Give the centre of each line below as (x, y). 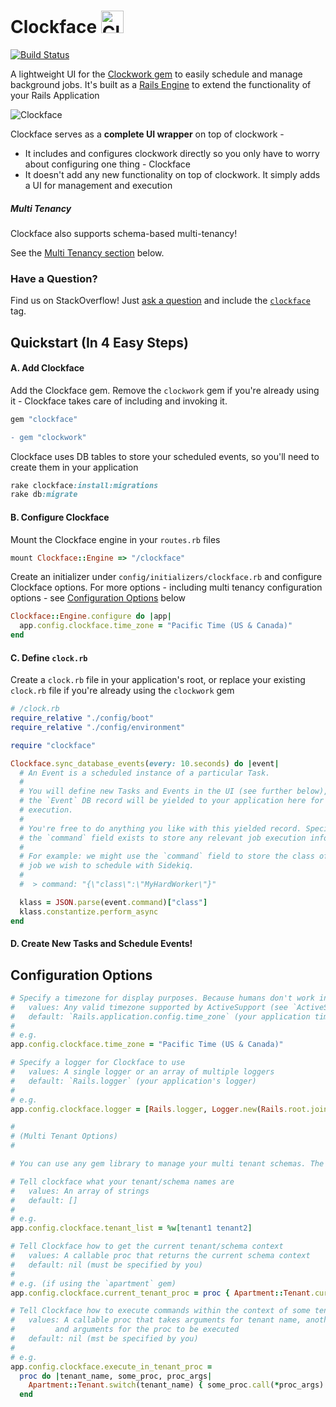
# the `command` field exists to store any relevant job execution (163, 838)
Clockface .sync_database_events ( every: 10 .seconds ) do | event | (145, 763)
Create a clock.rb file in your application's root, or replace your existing (158, 680)
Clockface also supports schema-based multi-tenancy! (124, 233)
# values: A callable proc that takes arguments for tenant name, (156, 1320)
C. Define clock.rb (49, 657)
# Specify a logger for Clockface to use (98, 1063)
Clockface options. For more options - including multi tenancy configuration (166, 587)
